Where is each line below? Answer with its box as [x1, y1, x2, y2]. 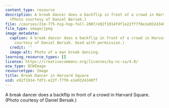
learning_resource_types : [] [5, 54, 66, 60]
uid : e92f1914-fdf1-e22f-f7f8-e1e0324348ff [5, 78, 98, 83]
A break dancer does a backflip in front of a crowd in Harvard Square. [5, 91, 150, 97]
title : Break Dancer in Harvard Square [5, 73, 89, 78]
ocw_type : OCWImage [5, 64, 46, 69]
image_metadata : [5, 31, 39, 36]
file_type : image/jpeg [5, 26, 53, 31]
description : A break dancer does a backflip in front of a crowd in [5, 12, 154, 17]
